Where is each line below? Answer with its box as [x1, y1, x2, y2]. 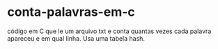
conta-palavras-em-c [7, 4, 136, 20]
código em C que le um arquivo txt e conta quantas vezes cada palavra [7, 27, 212, 35]
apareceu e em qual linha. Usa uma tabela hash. [7, 34, 145, 42]
